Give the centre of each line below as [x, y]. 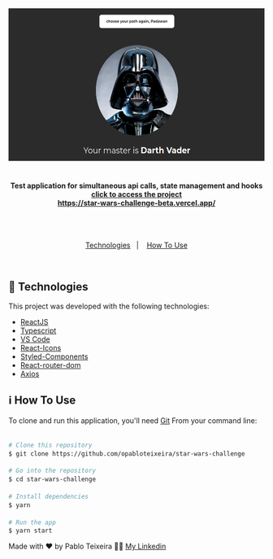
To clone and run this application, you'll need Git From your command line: [133, 420]
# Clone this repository [50, 445]
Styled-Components [54, 356]
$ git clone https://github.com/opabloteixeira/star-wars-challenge [127, 454]
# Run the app [32, 522]
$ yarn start [30, 531]
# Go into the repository [52, 471]
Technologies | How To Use [136, 245]
